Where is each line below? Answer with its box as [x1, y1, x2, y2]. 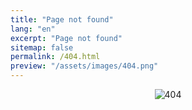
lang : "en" [10, 24, 56, 34]
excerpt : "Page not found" [10, 33, 123, 43]
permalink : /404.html [10, 52, 101, 62]
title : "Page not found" [10, 14, 114, 25]
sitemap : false [10, 42, 74, 53]
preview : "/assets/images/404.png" [10, 61, 159, 71]
